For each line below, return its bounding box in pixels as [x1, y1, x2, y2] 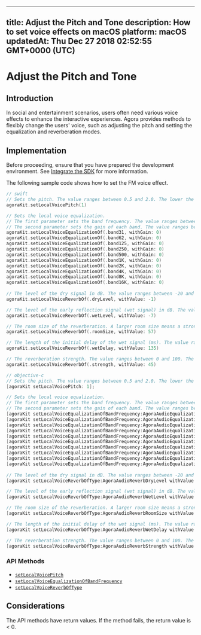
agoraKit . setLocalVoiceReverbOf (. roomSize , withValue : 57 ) [6, 329, 157, 335]
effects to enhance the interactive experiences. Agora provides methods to [6, 115, 191, 123]
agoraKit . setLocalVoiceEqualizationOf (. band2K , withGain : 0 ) [6, 262, 162, 269]
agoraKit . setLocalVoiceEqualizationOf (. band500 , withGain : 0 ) [6, 252, 165, 258]
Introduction [6, 93, 54, 103]
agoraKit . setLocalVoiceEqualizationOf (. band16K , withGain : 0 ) [6, 279, 165, 286]
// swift [6, 191, 28, 197]
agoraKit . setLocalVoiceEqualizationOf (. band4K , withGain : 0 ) [6, 268, 162, 274]
